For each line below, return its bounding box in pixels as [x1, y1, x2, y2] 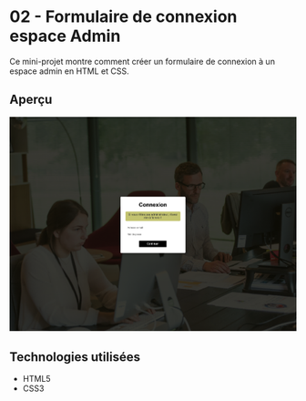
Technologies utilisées [9, 349, 141, 365]
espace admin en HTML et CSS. [9, 66, 129, 77]
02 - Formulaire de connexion [9, 6, 238, 27]
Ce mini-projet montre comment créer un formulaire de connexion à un [9, 56, 276, 67]
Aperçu [9, 92, 53, 108]
